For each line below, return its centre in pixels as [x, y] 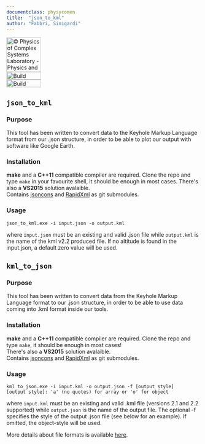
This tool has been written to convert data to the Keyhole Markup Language [102, 133]
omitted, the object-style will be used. [54, 423]
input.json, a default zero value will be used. [62, 247]
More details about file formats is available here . [67, 434]
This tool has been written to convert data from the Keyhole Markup [92, 296]
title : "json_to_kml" [35, 18]
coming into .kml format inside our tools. [57, 309]
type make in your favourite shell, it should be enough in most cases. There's [102, 182]
